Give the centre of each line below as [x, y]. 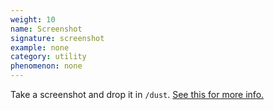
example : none [40, 47]
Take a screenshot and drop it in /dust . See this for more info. [137, 94]
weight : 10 [33, 19]
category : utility [48, 57]
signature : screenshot [57, 38]
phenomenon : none [46, 66]
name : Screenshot [46, 29]
